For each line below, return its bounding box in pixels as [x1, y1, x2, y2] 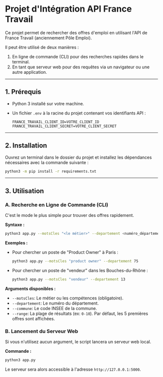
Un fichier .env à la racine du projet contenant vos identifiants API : [12, 110, 147, 116]
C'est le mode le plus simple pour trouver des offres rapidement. [5, 213, 134, 218]
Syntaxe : [5, 222, 25, 228]
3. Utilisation [5, 187, 44, 195]
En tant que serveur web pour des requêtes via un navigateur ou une [12, 64, 150, 70]
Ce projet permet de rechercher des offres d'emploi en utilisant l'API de [5, 30, 147, 35]
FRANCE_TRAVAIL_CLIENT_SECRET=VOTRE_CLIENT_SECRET [12, 124, 117, 129]
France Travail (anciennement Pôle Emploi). [5, 35, 92, 41]
